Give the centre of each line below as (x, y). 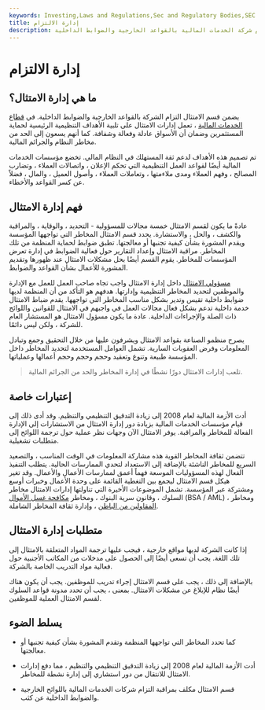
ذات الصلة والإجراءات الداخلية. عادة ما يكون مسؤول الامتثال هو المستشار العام (123, 316)
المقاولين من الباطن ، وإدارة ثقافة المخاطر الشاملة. (84, 506)
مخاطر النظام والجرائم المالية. (53, 142)
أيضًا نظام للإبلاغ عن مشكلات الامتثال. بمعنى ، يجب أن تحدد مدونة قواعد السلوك (124, 590)
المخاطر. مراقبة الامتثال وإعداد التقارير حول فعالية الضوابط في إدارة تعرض (118, 251)
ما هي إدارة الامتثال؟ (53, 98)
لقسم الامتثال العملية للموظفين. (55, 598)
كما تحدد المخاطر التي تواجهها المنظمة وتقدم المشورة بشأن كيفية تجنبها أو (128, 642)
